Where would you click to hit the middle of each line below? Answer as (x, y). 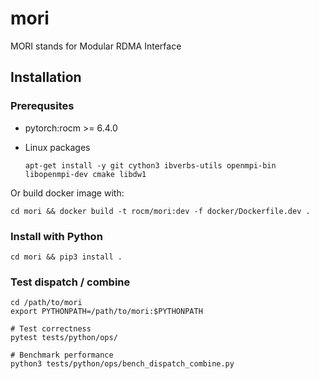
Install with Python (56, 236)
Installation (46, 77)
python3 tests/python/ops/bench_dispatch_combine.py (122, 364)
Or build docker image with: (67, 193)
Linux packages (57, 147)
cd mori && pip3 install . (66, 257)
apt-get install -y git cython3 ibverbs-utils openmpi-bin (150, 165)
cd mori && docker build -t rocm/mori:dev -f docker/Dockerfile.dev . (160, 211)
